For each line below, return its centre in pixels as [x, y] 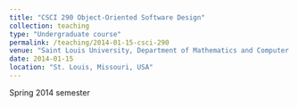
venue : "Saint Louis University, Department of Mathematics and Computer [149, 51]
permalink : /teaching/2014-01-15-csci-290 [89, 42]
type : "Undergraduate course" [66, 34]
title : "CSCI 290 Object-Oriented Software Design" [107, 17]
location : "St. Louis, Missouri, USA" [81, 68]
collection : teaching [50, 26]
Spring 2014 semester [50, 92]
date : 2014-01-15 [41, 59]
